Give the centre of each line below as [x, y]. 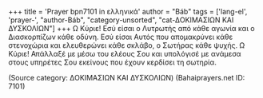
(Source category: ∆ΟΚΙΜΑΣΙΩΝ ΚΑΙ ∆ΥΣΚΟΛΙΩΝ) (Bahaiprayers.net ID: [127, 78]
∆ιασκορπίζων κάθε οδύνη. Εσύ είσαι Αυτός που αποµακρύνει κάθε [121, 37]
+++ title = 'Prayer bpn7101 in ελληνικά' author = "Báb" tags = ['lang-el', [128, 12]
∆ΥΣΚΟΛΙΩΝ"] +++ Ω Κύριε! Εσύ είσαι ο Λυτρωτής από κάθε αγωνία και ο [131, 28]
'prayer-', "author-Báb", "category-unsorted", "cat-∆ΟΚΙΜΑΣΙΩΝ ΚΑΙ [121, 20]
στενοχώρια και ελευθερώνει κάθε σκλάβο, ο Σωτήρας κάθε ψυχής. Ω [127, 45]
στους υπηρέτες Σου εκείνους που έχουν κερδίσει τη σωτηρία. [113, 62]
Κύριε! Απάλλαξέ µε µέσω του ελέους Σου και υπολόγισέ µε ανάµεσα [125, 54]
